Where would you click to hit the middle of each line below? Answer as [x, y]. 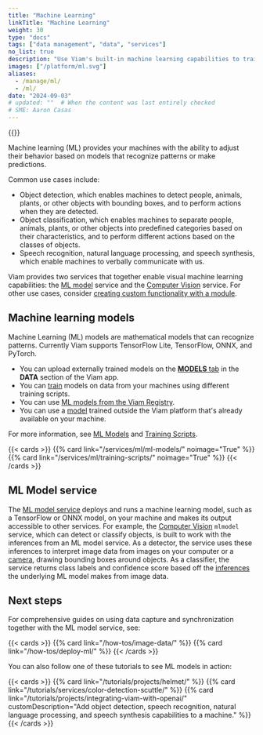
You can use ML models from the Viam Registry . [97, 402]
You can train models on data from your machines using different [124, 385]
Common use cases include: [54, 180]
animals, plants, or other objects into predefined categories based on [131, 228]
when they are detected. [59, 211]
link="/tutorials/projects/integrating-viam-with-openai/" [98, 698]
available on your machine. [63, 418]
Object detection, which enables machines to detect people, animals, [131, 195]
